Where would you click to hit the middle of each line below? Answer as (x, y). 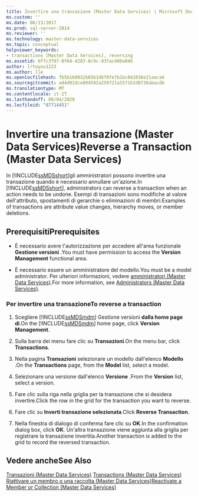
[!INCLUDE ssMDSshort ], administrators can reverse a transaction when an (97, 188)
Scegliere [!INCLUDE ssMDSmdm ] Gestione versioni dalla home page (99, 317)
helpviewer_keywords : (33, 50)
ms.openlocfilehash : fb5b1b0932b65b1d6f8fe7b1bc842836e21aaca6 (85, 77)
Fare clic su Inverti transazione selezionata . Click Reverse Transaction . (102, 412)
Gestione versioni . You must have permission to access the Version (98, 252)
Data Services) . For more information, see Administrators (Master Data (100, 283)
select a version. (34, 383)
